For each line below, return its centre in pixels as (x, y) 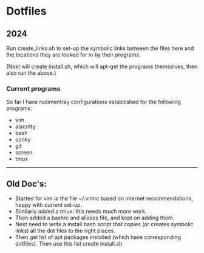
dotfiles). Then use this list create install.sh (69, 244)
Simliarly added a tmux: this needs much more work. (81, 212)
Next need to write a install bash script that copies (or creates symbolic (104, 224)
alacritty (25, 126)
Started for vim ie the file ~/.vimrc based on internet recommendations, (104, 198)
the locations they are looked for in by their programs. (73, 55)
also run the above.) (31, 73)
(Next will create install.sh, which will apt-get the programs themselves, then (102, 66)
